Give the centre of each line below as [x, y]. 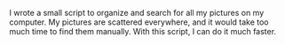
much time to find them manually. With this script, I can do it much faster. [143, 31]
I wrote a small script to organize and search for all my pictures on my [137, 13]
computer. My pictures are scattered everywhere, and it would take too [139, 22]
